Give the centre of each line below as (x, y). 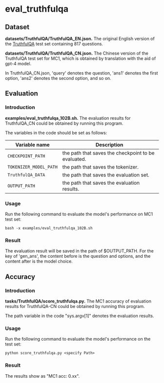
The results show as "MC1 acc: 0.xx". (42, 376)
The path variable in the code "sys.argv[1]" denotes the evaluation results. (80, 316)
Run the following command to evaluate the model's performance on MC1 (79, 214)
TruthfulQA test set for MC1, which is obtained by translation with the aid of (81, 58)
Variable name (32, 145)
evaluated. (74, 159)
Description (109, 145)
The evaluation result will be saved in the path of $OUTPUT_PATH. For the (79, 251)
